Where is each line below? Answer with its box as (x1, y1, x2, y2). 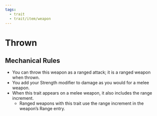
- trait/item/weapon (9, 16, 51, 21)
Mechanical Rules (5, 57, 60, 65)
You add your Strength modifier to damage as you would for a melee (12, 80, 149, 86)
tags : (5, 7, 16, 12)
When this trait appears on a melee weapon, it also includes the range (12, 90, 152, 96)
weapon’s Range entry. (19, 106, 66, 112)
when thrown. (12, 75, 40, 80)
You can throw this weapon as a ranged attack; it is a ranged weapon (12, 69, 151, 76)
